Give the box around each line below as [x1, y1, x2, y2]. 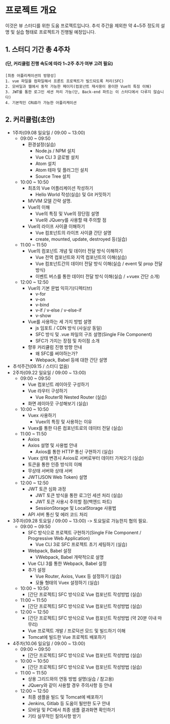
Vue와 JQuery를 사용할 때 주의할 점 [35, 217, 107, 223]
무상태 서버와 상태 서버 [27, 468, 73, 474]
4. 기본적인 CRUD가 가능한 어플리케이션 [5, 100, 77, 105]
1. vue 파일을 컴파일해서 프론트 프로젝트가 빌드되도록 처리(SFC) [5, 79, 124, 84]
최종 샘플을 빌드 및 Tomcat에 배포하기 [27, 694, 103, 700]
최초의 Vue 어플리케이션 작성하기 [27, 185, 93, 191]
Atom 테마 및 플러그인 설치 [35, 167, 89, 173]
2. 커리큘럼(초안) [5, 115, 55, 124]
